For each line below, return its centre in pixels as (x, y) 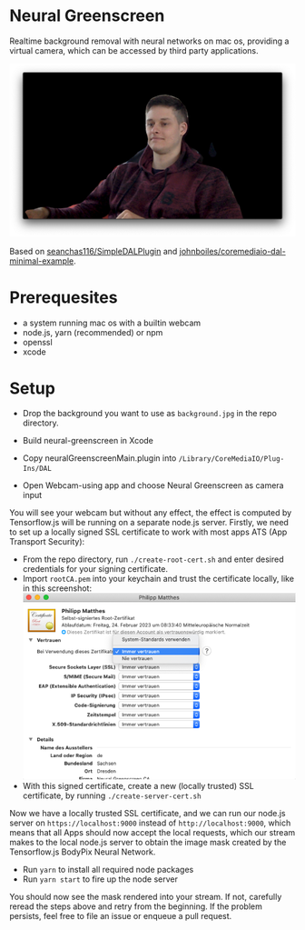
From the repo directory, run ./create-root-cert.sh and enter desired (153, 559)
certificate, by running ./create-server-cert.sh (112, 795)
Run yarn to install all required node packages (108, 869)
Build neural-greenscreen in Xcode (88, 441)
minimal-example (42, 261)
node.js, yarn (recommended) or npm (93, 332)
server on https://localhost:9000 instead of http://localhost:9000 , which (150, 823)
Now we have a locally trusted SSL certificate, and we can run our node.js (148, 813)
